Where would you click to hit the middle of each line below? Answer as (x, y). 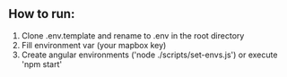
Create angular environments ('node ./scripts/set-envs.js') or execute (149, 55)
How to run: (42, 14)
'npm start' (42, 64)
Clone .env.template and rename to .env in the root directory (133, 35)
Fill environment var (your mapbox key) (94, 45)
